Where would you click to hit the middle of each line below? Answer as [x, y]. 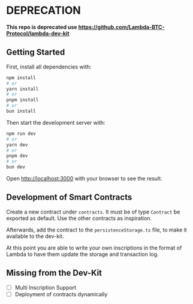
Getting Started [36, 52]
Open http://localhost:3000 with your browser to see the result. [85, 178]
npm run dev [21, 133]
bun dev [16, 167]
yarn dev [17, 145]
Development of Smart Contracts [69, 198]
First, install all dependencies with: [49, 67]
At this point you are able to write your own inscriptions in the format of [94, 248]
